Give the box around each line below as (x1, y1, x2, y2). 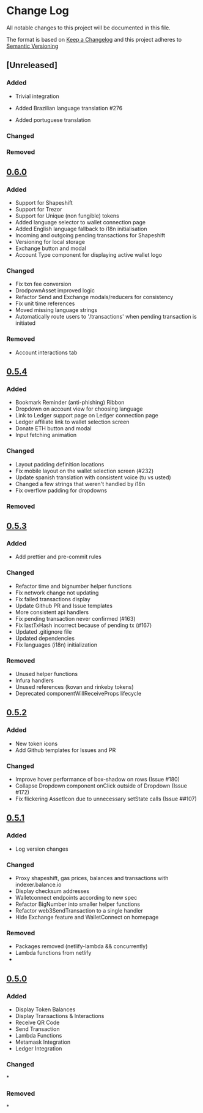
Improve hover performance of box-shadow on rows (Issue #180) (15, 775, 180, 783)
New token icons (15, 740, 58, 747)
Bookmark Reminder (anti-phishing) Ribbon (15, 399, 125, 406)
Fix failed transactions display (15, 595, 90, 602)
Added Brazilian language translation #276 (15, 104, 123, 112)
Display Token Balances (15, 1006, 76, 1013)
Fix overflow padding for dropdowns (15, 487, 108, 494)
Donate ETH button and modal (15, 425, 92, 432)
